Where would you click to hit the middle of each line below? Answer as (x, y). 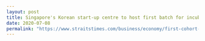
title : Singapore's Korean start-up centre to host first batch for (95, 17)
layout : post (23, 12)
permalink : (20, 29)
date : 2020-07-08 (28, 23)
